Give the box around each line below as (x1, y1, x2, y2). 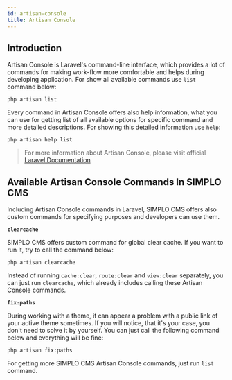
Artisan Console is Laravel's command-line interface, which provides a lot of (7, 60, 225, 69)
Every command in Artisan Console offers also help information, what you (7, 108, 217, 116)
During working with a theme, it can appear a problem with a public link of (7, 311, 218, 320)
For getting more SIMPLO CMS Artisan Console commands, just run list (7, 359, 215, 368)
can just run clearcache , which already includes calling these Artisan (7, 279, 203, 287)
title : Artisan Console (7, 17, 76, 24)
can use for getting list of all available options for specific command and (7, 116, 213, 124)
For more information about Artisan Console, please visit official (24, 148, 206, 157)
